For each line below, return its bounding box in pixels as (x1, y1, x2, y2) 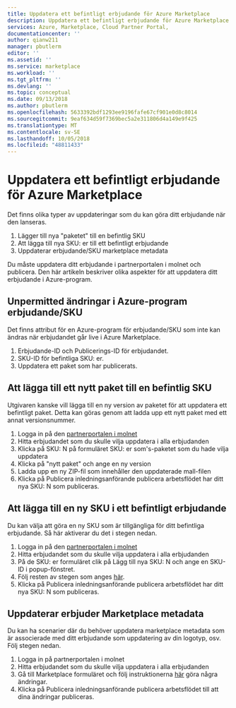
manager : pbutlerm (7, 43, 61, 50)
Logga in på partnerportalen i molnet (17, 655, 125, 664)
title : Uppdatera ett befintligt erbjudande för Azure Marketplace (7, 10, 211, 18)
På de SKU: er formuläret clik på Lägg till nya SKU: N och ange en (17, 557, 208, 565)
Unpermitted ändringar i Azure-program (7, 296, 188, 308)
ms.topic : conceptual (7, 89, 71, 96)
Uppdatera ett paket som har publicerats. (17, 361, 138, 370)
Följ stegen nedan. (7, 642, 61, 650)
